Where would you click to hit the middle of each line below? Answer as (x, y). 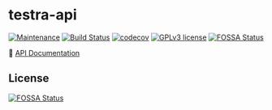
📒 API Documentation (44, 53)
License (29, 78)
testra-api (43, 15)
